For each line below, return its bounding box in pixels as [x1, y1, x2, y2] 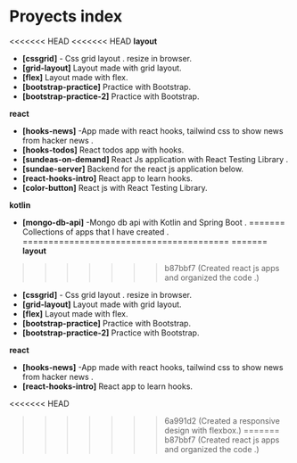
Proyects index [9, 6, 123, 27]
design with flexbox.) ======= [164, 425, 280, 435]
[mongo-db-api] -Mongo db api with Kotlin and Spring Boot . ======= [21, 217, 285, 227]
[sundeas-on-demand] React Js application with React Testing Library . [21, 153, 288, 164]
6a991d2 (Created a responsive [164, 415, 281, 426]
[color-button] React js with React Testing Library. [21, 182, 208, 193]
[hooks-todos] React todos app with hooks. [21, 145, 185, 155]
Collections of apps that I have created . [21, 226, 169, 237]
